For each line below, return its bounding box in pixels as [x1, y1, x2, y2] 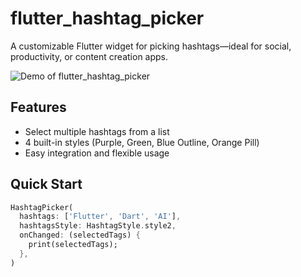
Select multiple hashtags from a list [24, 125, 170, 137]
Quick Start [10, 176, 83, 193]
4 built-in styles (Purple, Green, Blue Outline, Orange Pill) [24, 136, 260, 148]
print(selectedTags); [28, 240, 118, 250]
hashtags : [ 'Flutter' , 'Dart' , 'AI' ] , [19, 212, 182, 222]
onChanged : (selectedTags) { [19, 230, 141, 241]
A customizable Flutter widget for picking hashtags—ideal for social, [10, 40, 292, 52]
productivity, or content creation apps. [10, 50, 169, 62]
